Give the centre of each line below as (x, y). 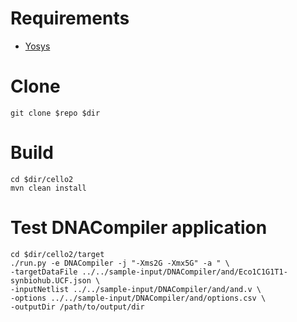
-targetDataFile (44, 272)
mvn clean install (48, 188)
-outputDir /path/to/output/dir (77, 307)
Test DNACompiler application (139, 228)
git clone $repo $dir (55, 113)
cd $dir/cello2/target (57, 254)
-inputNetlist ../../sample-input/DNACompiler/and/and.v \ (136, 289)
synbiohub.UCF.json (51, 280)
